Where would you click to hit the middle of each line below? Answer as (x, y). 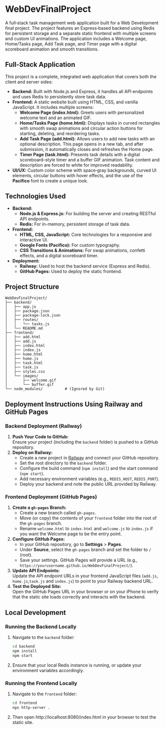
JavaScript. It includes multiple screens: (53, 107)
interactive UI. (34, 240)
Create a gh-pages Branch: (39, 507)
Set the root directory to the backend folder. (63, 463)
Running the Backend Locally (41, 627)
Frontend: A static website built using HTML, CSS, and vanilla (75, 102)
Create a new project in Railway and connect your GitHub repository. (89, 458)
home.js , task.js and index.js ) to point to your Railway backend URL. (82, 581)
